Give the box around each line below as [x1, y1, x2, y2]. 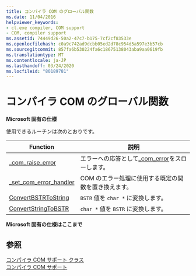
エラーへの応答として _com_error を [80, 155, 176, 163]
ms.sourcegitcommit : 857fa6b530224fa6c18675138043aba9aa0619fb [6, 47, 163, 53]
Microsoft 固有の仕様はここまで [6, 221, 83, 228]
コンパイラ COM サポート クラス [6, 256, 85, 263]
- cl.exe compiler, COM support [6, 25, 85, 31]
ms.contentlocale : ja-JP [6, 57, 66, 63]
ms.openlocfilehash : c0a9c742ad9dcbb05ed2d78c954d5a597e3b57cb [6, 41, 163, 47]
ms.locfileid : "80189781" [6, 68, 69, 74]
